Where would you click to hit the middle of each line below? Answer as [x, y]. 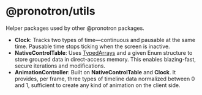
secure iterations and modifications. [60, 66]
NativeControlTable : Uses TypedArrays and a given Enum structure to [103, 52]
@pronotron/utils [50, 11]
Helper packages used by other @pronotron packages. [75, 28]
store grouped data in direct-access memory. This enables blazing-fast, [105, 59]
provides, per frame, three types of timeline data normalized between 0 [105, 79]
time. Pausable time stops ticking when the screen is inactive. [92, 46]
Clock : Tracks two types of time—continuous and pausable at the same [105, 40]
